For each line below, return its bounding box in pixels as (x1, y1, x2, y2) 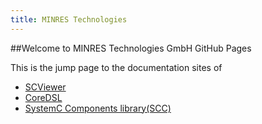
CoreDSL (24, 91, 63, 103)
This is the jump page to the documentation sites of (10, 61, 223, 73)
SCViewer (24, 81, 67, 93)
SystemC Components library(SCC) (24, 102, 172, 114)
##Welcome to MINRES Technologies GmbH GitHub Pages (10, 42, 252, 54)
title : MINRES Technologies (10, 14, 128, 25)
